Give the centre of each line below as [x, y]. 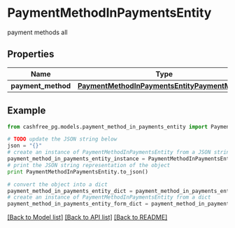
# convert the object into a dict [58, 184]
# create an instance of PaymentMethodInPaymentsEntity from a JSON [109, 152]
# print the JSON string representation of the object [89, 165]
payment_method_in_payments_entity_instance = [76, 159]
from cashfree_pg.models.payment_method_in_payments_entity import [108, 127]
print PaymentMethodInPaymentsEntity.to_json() [78, 172]
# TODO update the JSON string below [62, 139]
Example [27, 111]
